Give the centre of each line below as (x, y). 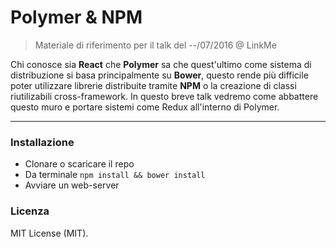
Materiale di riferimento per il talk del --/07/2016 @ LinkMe (155, 45)
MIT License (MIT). (49, 233)
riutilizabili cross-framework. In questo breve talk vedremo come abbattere (164, 96)
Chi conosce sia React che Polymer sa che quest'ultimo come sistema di (161, 64)
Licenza (30, 211)
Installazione (42, 142)
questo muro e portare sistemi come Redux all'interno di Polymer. (145, 107)
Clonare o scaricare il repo (79, 164)
